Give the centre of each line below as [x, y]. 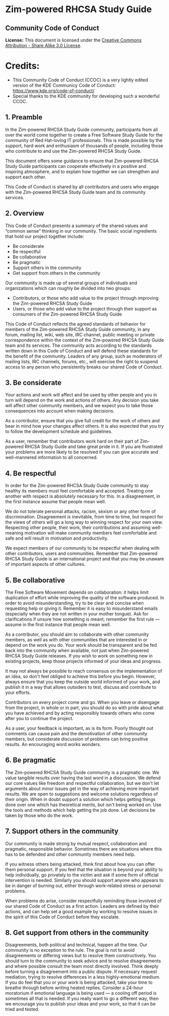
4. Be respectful [31, 473]
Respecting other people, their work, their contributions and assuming [78, 527]
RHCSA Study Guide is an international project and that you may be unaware [85, 559]
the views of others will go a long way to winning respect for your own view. [84, 522]
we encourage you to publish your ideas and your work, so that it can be [80, 1004]
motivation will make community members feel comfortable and [91, 533]
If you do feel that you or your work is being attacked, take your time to [79, 983]
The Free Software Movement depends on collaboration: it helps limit [77, 592]
